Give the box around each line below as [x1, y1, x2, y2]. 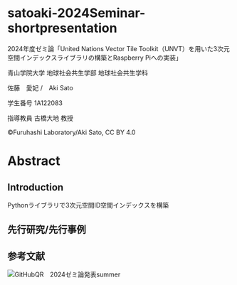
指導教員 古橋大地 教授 [7, 114, 73, 122]
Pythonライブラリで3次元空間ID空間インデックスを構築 [7, 200, 169, 209]
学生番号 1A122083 [7, 98, 63, 107]
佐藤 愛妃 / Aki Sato [7, 83, 73, 92]
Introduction [7, 181, 64, 193]
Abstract [7, 153, 60, 169]
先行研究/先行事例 [7, 224, 87, 236]
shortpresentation [7, 20, 117, 36]
